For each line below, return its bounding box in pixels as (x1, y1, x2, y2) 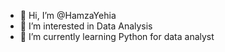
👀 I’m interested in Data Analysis (19, 20, 153, 32)
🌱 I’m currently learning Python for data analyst (19, 31, 215, 42)
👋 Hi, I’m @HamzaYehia (19, 10, 117, 21)
